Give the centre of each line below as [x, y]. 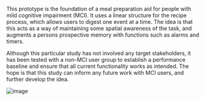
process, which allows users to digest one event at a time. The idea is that [99, 22]
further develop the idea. [38, 79]
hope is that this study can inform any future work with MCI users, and [95, 73]
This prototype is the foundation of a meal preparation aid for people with [99, 9]
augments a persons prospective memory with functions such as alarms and [103, 35]
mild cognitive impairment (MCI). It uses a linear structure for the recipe [97, 15]
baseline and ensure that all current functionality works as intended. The [98, 66]
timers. [15, 41]
